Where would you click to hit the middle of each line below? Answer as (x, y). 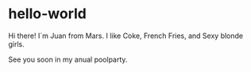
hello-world (48, 14)
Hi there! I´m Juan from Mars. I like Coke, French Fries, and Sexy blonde (126, 36)
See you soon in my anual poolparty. (68, 59)
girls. (17, 44)
